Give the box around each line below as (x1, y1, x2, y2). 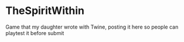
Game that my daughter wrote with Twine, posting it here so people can (5, 23, 179, 30)
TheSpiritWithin (5, 4, 85, 17)
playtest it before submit (5, 29, 64, 36)
